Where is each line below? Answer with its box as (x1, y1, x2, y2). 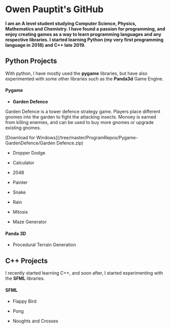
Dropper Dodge (12, 149, 46, 156)
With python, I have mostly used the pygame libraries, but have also (5, 70, 148, 76)
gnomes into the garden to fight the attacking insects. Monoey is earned (5, 113, 156, 120)
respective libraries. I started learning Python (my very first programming (5, 37, 164, 43)
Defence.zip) (56, 140, 84, 146)
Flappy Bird (12, 298, 37, 305)
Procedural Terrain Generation (12, 242, 76, 248)
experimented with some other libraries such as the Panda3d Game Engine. (5, 75, 164, 82)
